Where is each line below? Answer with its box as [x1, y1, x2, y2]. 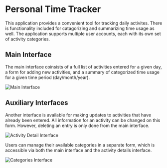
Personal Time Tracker [5, 3, 101, 15]
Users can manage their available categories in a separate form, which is [5, 141, 155, 148]
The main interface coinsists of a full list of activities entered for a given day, [5, 63, 162, 69]
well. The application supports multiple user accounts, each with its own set [5, 30, 161, 36]
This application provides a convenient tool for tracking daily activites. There [5, 20, 163, 26]
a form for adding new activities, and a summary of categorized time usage [5, 69, 160, 75]
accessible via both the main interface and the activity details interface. [5, 147, 152, 153]
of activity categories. [5, 36, 50, 42]
